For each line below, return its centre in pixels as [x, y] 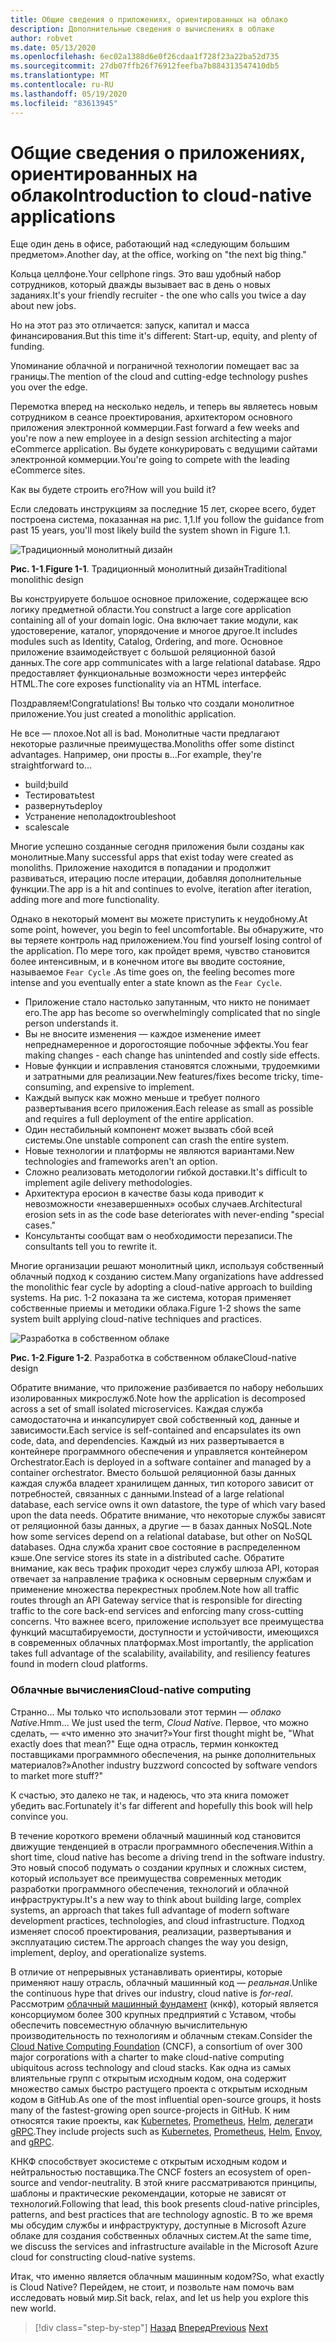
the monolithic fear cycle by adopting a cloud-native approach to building [161, 1287]
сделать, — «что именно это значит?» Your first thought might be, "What [162, 1733]
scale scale [47, 827]
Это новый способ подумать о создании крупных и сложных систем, [158, 1867]
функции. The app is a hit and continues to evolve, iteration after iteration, [161, 889]
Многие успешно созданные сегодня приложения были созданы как [157, 847]
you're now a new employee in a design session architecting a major [151, 438]
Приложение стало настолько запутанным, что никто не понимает [167, 1002]
